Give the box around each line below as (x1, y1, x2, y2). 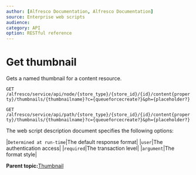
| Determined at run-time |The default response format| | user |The (6, 139, 163, 146)
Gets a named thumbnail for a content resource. (6, 75, 122, 82)
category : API (6, 25, 41, 31)
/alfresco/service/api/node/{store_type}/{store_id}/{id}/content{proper (6, 91, 191, 97)
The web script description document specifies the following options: (6, 127, 174, 135)
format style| (6, 151, 37, 158)
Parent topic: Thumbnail (6, 162, 64, 170)
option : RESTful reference (6, 30, 72, 36)
